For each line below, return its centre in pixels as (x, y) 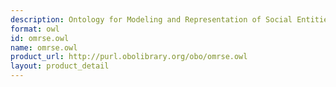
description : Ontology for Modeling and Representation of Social (151, 19)
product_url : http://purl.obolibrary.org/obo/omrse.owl (129, 57)
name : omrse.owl (44, 47)
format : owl (35, 29)
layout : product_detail (60, 66)
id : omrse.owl (40, 38)
